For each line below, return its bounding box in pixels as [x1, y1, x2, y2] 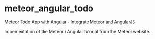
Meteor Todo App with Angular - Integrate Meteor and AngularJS [4, 19, 135, 25]
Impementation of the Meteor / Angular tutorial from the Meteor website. [4, 28, 151, 34]
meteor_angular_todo [4, 3, 94, 14]
